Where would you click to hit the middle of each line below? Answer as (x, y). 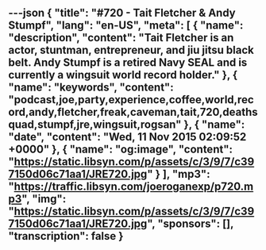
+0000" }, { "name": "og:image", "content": (120, 150)
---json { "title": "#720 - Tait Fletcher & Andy (122, 13)
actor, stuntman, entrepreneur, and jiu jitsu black (131, 50)
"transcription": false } (66, 236)
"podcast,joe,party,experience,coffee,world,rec (131, 100)
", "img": (44, 199)
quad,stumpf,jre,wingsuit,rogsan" (95, 125)
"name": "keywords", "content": (91, 88)
